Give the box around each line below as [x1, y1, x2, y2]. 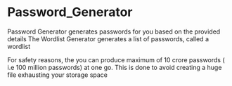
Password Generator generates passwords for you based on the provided [7, 27, 221, 36]
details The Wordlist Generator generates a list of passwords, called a [7, 34, 210, 43]
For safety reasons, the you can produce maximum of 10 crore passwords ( [7, 55, 225, 64]
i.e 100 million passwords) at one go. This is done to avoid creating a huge [7, 63, 222, 71]
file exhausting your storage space [7, 71, 108, 79]
